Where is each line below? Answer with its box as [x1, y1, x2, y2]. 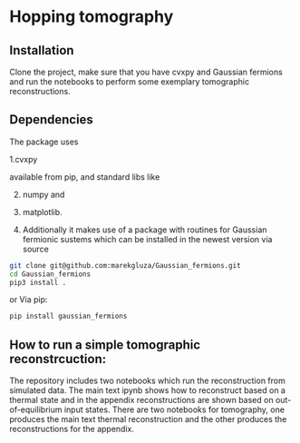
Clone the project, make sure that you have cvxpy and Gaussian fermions [9, 66, 283, 77]
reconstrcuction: [9, 351, 107, 367]
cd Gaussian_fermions [9, 270, 92, 279]
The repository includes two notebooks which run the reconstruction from [9, 375, 285, 387]
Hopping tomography [9, 6, 174, 27]
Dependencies [9, 112, 93, 128]
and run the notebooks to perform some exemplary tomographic [9, 76, 250, 87]
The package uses [9, 136, 79, 147]
